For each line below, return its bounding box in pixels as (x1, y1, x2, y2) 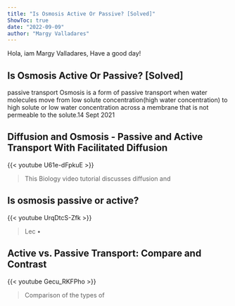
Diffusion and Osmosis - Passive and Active (7, 131, 203, 143)
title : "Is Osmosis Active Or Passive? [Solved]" (7, 10, 156, 18)
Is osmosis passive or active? (7, 195, 139, 207)
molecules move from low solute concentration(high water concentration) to (7, 96, 228, 104)
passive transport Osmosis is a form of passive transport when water (7, 89, 208, 97)
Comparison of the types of (24, 291, 105, 299)
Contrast (7, 258, 47, 271)
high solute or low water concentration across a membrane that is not (7, 103, 209, 112)
